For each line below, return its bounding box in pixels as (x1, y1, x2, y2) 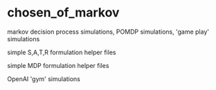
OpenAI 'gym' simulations (7, 74, 81, 83)
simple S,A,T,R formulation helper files (7, 48, 116, 56)
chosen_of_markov (7, 5, 120, 21)
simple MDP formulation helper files (7, 61, 109, 69)
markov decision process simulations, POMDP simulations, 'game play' (7, 27, 210, 36)
